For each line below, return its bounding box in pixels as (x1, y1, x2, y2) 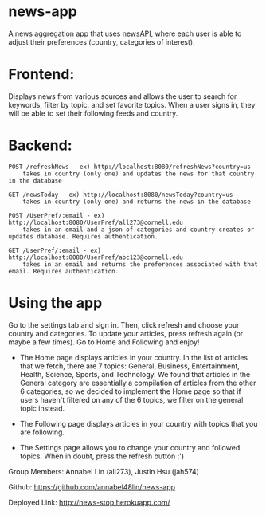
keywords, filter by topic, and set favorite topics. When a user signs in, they (8, 100, 256, 109)
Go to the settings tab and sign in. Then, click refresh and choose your (8, 320, 240, 329)
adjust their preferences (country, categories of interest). (8, 37, 195, 46)
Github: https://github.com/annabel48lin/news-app (8, 482, 176, 492)
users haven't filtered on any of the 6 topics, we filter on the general (19, 395, 244, 404)
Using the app (8, 294, 103, 312)
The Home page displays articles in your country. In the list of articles (19, 352, 248, 362)
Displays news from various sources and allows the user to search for (8, 91, 237, 101)
